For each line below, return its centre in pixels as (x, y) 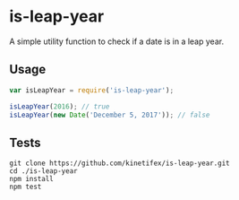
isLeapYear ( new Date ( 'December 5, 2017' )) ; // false (110, 115)
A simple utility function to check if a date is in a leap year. (117, 41)
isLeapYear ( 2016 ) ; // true (60, 106)
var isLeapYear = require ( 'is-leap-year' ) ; (92, 90)
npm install (31, 179)
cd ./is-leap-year (43, 171)
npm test (26, 187)
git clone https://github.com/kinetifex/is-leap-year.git (119, 163)
